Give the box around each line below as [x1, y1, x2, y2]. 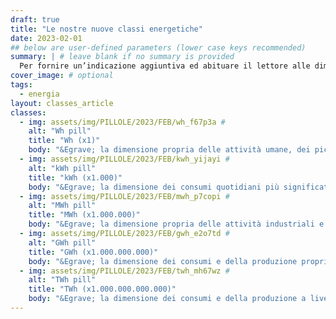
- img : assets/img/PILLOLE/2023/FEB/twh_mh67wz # [19, 266, 230, 276]
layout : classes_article [10, 98, 114, 108]
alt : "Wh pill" [28, 126, 92, 136]
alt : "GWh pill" [28, 237, 97, 248]
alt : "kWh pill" [28, 163, 97, 173]
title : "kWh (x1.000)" [28, 172, 123, 183]
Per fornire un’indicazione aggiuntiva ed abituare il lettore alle [19, 61, 311, 71]
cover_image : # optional [10, 71, 114, 81]
